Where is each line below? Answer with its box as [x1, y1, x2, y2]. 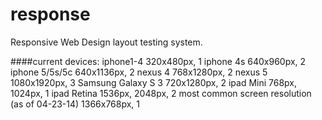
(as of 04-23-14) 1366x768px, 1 [10, 98, 141, 110]
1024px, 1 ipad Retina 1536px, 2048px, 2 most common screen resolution [10, 87, 312, 99]
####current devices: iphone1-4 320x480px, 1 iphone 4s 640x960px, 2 [10, 55, 307, 67]
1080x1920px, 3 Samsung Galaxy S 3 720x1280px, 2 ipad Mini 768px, [10, 76, 298, 88]
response [10, 3, 91, 26]
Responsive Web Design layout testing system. [10, 36, 203, 48]
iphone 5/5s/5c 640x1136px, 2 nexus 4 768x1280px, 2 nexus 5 [10, 66, 268, 78]
